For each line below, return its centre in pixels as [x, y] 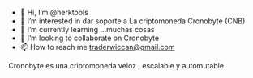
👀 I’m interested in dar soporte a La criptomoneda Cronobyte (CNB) [133, 21]
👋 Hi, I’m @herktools [54, 12]
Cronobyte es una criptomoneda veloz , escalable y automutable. [117, 66]
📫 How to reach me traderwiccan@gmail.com [97, 47]
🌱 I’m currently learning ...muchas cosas [87, 29]
